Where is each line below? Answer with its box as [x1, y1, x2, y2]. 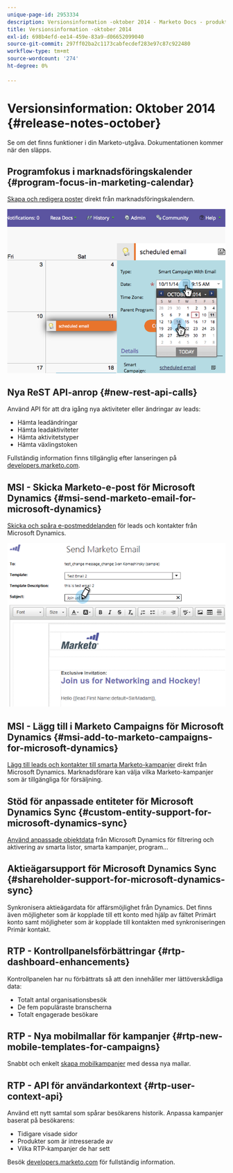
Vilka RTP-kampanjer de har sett [17, 1145, 110, 1153]
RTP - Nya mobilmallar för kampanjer [7, 1031, 171, 1043]
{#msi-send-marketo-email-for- [53, 492, 196, 504]
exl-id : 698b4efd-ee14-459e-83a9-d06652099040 [7, 33, 144, 40]
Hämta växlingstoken [17, 441, 78, 449]
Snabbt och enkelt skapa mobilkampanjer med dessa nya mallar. [7, 1059, 191, 1068]
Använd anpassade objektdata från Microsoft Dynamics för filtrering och [7, 836, 214, 843]
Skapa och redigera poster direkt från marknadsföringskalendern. [7, 195, 196, 203]
